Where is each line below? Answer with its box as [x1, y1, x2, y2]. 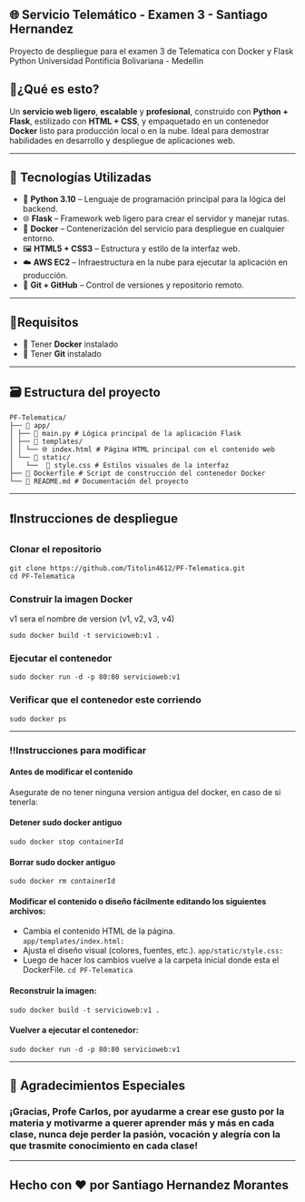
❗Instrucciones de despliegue [9, 511, 179, 527]
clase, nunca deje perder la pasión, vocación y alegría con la [9, 1128, 281, 1141]
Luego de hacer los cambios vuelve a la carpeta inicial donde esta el [22, 955, 280, 965]
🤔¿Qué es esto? [9, 82, 100, 97]
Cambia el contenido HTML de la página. [22, 925, 175, 936]
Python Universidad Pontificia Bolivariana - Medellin [9, 55, 204, 66]
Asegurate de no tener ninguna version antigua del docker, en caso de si [9, 786, 281, 797]
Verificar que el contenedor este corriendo [9, 693, 202, 706]
